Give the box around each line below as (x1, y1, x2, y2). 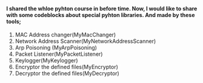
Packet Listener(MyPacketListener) (15, 50, 103, 58)
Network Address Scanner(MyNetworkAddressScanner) (15, 38, 156, 45)
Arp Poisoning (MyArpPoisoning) (15, 44, 97, 51)
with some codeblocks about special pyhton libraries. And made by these (6, 11, 195, 18)
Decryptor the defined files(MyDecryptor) (15, 70, 119, 77)
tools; (6, 18, 21, 25)
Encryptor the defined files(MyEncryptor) (15, 64, 118, 71)
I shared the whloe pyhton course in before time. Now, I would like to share (6, 5, 198, 12)
